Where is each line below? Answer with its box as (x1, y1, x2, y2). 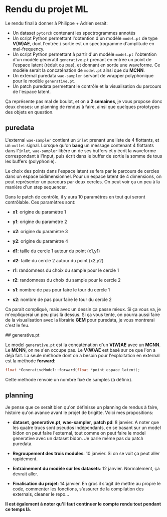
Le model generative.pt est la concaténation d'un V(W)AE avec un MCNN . (5, 342, 161, 348)
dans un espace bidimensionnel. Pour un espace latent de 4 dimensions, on (5, 173, 162, 179)
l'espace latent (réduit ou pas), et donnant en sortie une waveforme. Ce (12, 62, 160, 68)
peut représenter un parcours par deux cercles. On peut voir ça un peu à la (5, 178, 160, 184)
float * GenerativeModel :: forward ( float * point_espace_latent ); (5, 367, 140, 372)
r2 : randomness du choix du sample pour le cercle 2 (12, 277, 121, 283)
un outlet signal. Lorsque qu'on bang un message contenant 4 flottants (5, 142, 154, 148)
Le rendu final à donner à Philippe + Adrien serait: (5, 20, 108, 26)
